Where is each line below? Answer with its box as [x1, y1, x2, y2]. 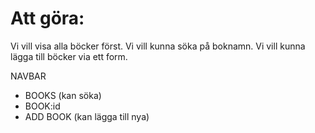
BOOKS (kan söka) [24, 89, 102, 101]
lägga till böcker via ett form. [10, 50, 128, 62]
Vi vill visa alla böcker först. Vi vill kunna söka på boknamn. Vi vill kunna [10, 40, 306, 52]
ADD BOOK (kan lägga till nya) [24, 110, 150, 122]
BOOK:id [24, 100, 61, 112]
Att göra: [10, 7, 85, 30]
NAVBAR [10, 70, 47, 82]
